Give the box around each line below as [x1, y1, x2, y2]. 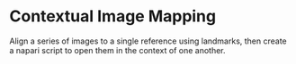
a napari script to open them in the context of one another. [9, 44, 227, 55]
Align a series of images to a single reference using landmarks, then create [9, 36, 288, 46]
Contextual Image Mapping [9, 6, 217, 27]
